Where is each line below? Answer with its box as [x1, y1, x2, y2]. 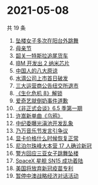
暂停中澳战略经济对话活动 [15, 172, 79, 179]
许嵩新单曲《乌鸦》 [15, 112, 63, 119]
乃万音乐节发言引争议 [15, 127, 68, 134]
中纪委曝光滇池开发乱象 [15, 120, 73, 127]
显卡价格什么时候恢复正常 [15, 135, 79, 142]
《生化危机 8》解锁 [15, 89, 63, 97]
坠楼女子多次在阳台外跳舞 [15, 37, 79, 44]
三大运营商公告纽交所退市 [15, 82, 79, 89]
